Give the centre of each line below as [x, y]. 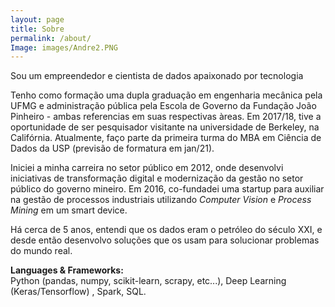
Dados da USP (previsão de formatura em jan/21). [112, 148]
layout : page [37, 19]
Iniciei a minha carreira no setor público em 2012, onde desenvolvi [147, 168]
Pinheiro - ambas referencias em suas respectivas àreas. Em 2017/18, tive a [166, 117]
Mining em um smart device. [69, 210]
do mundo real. [41, 251]
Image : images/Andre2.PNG [64, 47]
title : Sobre [37, 29]
